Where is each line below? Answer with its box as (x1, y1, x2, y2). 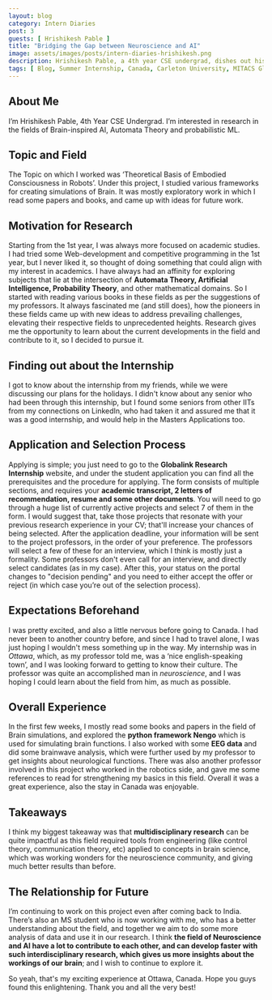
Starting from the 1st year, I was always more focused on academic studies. (8, 241, 261, 250)
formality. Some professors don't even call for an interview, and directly (8, 554, 247, 564)
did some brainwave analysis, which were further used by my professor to (8, 747, 256, 758)
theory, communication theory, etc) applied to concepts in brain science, (8, 844, 251, 854)
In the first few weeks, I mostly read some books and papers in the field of (8, 722, 257, 732)
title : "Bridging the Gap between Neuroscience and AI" (8, 42, 201, 50)
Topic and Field (8, 147, 87, 162)
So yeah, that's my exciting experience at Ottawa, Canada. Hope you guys (8, 974, 257, 984)
